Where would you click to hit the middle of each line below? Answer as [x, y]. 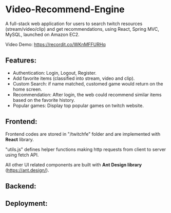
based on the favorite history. [44, 100]
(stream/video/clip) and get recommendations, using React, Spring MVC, [82, 29]
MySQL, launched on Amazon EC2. [42, 34]
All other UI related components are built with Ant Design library [74, 164]
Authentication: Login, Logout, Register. [54, 73]
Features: [21, 61]
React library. [20, 139]
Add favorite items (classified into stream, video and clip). [74, 78]
